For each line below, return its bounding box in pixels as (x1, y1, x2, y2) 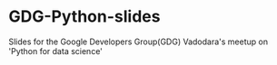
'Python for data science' (8, 45, 104, 56)
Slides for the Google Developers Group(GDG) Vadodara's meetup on (8, 36, 269, 47)
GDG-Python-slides (8, 6, 161, 27)
